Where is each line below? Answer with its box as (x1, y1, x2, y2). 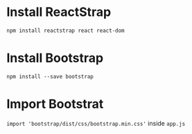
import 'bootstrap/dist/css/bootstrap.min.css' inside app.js (6, 119, 186, 127)
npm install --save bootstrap (6, 73, 94, 80)
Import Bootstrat (6, 97, 104, 112)
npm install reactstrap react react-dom (6, 27, 125, 34)
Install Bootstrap (6, 50, 104, 66)
